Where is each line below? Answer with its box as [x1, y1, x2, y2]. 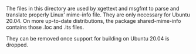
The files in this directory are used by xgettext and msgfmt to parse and [6, 5, 180, 12]
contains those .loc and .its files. [6, 23, 85, 31]
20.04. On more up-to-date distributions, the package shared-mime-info [6, 18, 181, 24]
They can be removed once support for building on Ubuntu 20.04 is [6, 35, 170, 42]
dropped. [6, 41, 28, 48]
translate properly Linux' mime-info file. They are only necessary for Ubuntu [6, 11, 190, 18]
